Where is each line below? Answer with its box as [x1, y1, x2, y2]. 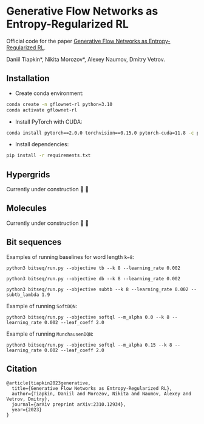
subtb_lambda [6, 291, 39, 298]
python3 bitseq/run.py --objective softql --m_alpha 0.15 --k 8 [6, 342, 172, 348]
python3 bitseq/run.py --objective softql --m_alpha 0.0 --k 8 [6, 314, 170, 320]
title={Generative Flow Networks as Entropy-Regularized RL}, [12, 385, 172, 391]
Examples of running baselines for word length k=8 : [6, 253, 135, 260]
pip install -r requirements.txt [6, 152, 91, 159]
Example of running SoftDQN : [6, 302, 78, 309]
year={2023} [12, 406, 42, 412]
